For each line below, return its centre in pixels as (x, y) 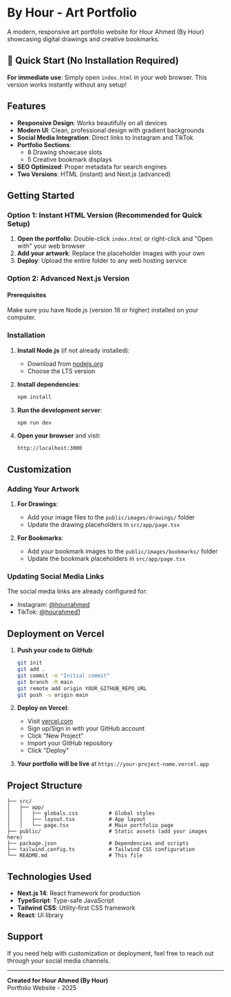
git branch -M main (45, 682)
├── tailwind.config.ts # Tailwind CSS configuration (101, 850)
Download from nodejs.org (65, 363)
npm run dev (34, 422)
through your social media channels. (59, 961)
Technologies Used (49, 876)
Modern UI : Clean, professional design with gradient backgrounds (111, 130)
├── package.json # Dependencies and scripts (98, 844)
